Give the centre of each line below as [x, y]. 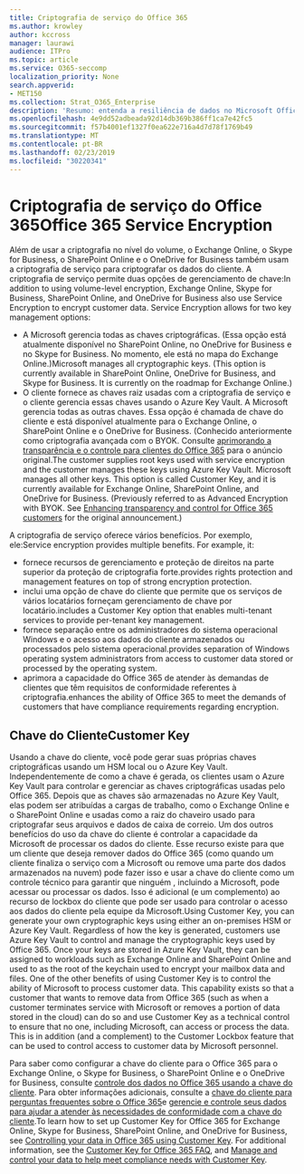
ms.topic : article [44, 60]
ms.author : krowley [46, 26]
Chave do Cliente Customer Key [100, 735]
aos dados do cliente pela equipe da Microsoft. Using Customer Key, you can [152, 911]
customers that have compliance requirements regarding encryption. [151, 707]
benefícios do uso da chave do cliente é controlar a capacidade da [133, 834]
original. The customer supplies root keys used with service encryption [153, 460]
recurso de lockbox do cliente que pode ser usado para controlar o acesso [148, 901]
